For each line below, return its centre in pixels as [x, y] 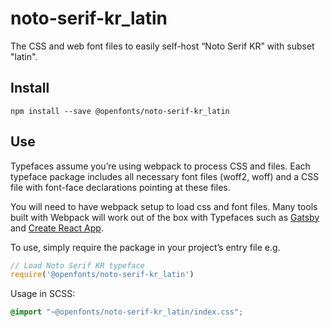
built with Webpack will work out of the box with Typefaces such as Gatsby [165, 217]
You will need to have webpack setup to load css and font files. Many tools [164, 206]
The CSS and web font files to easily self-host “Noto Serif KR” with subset [162, 46]
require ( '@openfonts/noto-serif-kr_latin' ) [102, 275]
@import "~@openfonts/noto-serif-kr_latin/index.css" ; [127, 312]
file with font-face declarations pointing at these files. [120, 187]
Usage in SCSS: [43, 294]
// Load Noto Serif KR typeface [77, 265]
